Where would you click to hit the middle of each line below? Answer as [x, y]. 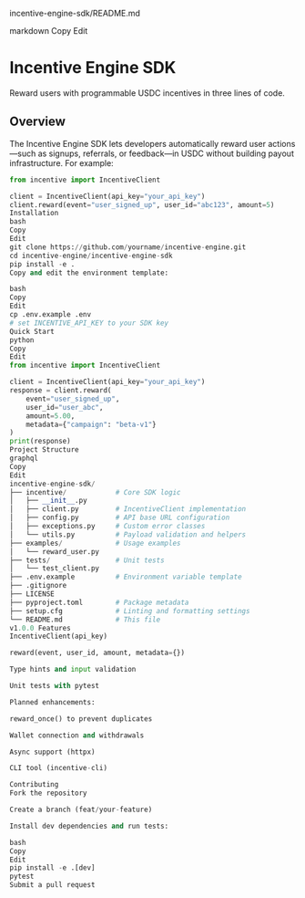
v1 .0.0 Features [40, 628]
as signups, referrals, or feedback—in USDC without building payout [166, 153]
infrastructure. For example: [61, 162]
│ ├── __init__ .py [49, 501]
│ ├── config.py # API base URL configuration [120, 518]
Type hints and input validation [73, 670]
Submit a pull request [52, 885]
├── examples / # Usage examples [95, 543]
